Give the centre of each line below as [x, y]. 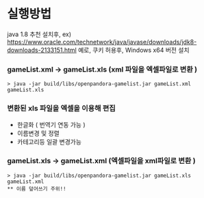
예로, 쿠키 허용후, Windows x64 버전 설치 [133, 50]
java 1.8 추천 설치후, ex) [39, 34]
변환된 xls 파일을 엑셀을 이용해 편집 [62, 109]
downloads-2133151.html [42, 50]
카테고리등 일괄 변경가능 [49, 141]
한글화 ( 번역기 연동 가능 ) [51, 124]
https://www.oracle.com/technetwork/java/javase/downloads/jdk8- [102, 42]
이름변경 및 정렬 [38, 133]
